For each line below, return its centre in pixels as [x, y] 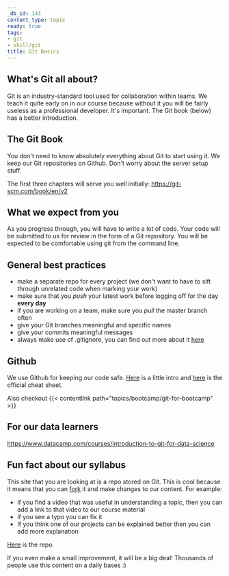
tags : [15, 33]
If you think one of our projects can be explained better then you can [113, 524]
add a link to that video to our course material [81, 509]
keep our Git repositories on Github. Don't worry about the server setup [108, 163]
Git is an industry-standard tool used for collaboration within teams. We [107, 96]
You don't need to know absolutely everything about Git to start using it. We [114, 155]
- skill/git [24, 45]
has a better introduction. [43, 118]
